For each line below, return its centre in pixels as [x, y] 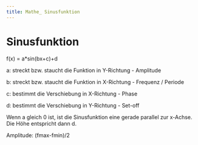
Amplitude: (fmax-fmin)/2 [38, 135]
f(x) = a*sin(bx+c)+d [32, 59]
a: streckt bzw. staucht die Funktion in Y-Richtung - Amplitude [84, 70]
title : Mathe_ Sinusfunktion [43, 12]
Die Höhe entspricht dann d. [42, 123]
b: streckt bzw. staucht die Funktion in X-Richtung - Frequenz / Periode [95, 82]
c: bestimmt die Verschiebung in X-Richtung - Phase [72, 94]
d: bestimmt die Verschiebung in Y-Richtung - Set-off [73, 105]
